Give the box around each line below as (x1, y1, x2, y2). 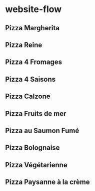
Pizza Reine (5, 40, 42, 49)
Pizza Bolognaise (5, 144, 60, 152)
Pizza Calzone (5, 92, 51, 101)
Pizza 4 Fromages (5, 58, 62, 67)
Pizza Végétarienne (5, 160, 67, 169)
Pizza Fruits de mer (5, 109, 66, 118)
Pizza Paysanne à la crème (5, 178, 90, 186)
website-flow (5, 4, 62, 15)
